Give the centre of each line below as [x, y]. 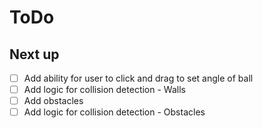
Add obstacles [53, 101]
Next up [34, 54]
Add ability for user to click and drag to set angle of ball [138, 78]
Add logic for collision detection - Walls [104, 90]
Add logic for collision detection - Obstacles [114, 112]
